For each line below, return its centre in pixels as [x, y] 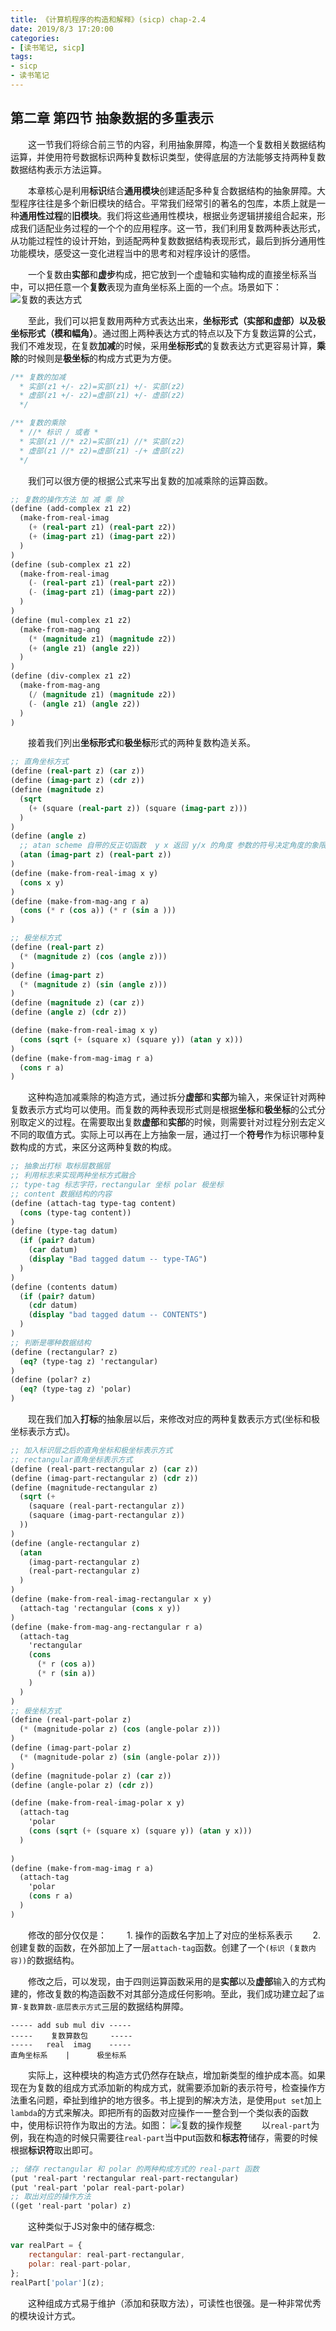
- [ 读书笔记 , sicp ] [48, 47]
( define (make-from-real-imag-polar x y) [98, 1803]
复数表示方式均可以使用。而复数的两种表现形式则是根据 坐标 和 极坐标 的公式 [163, 1110]
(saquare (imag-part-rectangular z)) [107, 1516]
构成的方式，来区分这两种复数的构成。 [97, 1147]
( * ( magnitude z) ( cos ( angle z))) [93, 956]
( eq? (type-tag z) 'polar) [75, 1389]
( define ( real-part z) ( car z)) [77, 771]
